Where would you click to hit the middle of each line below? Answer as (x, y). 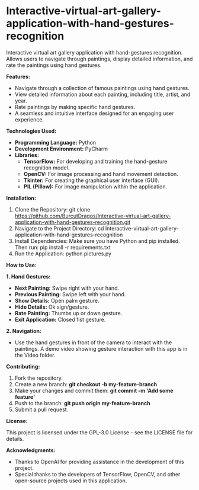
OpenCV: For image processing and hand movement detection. (101, 174)
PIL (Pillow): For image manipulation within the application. (95, 186)
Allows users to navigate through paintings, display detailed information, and (99, 59)
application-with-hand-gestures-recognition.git (73, 222)
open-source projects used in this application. (71, 481)
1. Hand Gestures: (28, 276)
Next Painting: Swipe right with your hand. (67, 288)
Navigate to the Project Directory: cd (59, 228)
